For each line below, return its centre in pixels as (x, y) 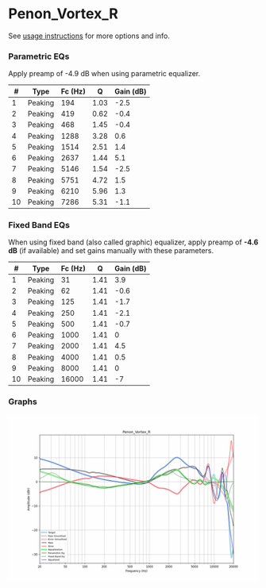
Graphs (23, 402)
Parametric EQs (39, 56)
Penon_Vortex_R (64, 14)
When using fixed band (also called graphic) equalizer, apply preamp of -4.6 (133, 242)
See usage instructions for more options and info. (89, 36)
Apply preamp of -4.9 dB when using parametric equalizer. (104, 74)
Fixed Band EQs (39, 225)
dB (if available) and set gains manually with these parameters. (111, 251)
